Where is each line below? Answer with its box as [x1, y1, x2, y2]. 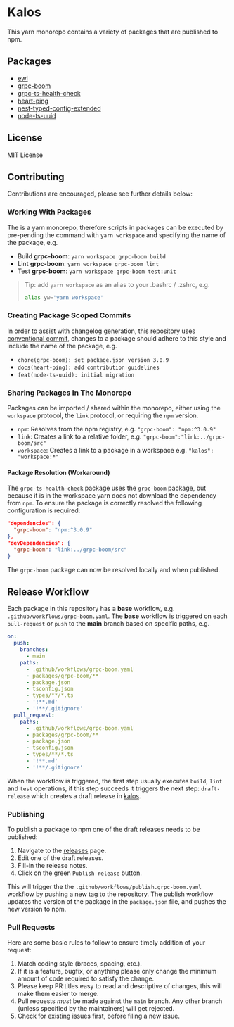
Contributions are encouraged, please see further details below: [7, 189, 193, 198]
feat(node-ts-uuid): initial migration [17, 371, 135, 379]
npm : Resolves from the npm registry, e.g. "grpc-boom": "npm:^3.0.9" [17, 425, 216, 434]
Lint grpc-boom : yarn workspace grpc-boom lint [17, 259, 160, 267]
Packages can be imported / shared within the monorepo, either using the [7, 404, 221, 412]
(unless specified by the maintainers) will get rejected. [17, 1004, 175, 1013]
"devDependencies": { [7, 539, 71, 546]
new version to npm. [7, 905, 67, 914]
